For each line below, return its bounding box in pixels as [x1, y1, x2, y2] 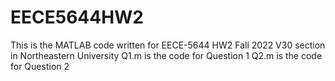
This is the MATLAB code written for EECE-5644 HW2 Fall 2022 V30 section [10, 39, 326, 51]
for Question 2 [10, 60, 70, 72]
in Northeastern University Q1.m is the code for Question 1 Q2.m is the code [10, 49, 323, 61]
